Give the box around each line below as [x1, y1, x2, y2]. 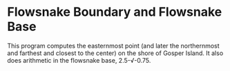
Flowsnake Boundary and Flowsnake [7, 4, 222, 20]
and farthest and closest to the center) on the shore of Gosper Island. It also [7, 49, 224, 57]
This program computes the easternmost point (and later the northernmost [7, 41, 220, 50]
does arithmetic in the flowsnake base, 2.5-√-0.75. [7, 56, 151, 64]
